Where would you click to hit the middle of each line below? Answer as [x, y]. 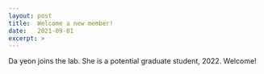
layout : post [30, 16]
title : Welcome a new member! [61, 23]
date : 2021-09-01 [41, 31]
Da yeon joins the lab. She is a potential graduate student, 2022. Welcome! [132, 61]
